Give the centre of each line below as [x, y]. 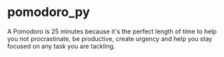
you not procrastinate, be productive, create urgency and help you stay [110, 38]
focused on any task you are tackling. [61, 46]
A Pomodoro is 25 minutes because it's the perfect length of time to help [112, 31]
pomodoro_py [49, 12]
